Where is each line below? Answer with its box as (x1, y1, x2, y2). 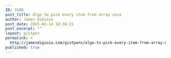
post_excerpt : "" (5, 26, 42, 31)
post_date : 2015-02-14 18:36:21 (5, 21, 74, 27)
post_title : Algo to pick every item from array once (5, 12, 122, 17)
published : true (5, 45, 40, 50)
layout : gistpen (5, 31, 40, 36)
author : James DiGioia (5, 17, 53, 22)
